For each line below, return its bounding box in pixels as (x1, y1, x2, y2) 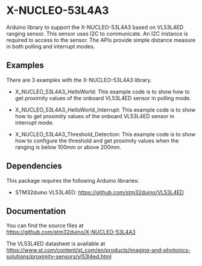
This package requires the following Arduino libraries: (6, 177, 139, 184)
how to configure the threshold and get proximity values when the (14, 137, 179, 144)
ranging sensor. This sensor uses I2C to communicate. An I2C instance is (6, 30, 188, 37)
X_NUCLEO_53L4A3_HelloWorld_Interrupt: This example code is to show (14, 106, 196, 113)
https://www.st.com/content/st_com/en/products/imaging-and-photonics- (6, 247, 191, 254)
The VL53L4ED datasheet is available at (6, 240, 106, 247)
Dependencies (6, 161, 62, 171)
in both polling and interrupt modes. (6, 43, 95, 50)
